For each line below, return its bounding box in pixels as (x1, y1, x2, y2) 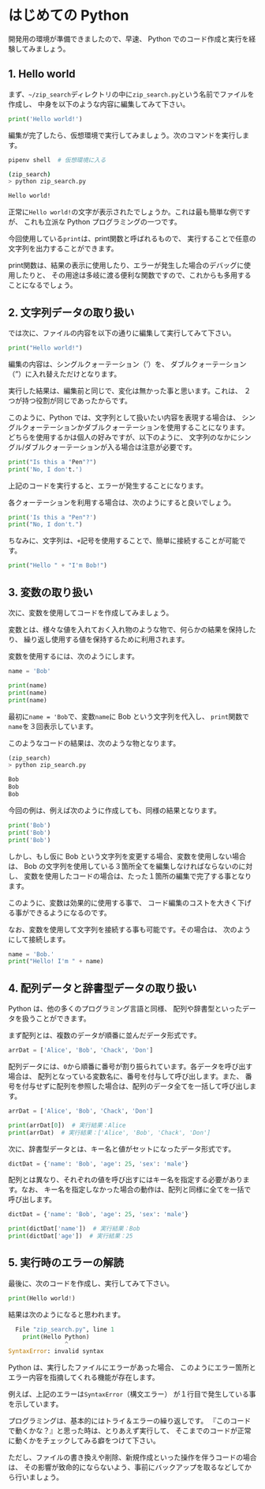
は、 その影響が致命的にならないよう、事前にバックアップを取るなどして (8, 1463, 245, 1472)
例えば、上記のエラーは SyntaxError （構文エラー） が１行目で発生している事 (8, 1389, 256, 1399)
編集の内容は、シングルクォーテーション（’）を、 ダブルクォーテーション (8, 359, 247, 368)
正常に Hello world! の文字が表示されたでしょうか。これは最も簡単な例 (8, 207, 237, 217)
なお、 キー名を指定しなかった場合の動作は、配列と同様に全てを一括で (21, 1185, 252, 1194)
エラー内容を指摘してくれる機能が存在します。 (8, 1373, 159, 1382)
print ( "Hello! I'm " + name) (8, 958, 104, 966)
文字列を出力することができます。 (8, 244, 118, 253)
